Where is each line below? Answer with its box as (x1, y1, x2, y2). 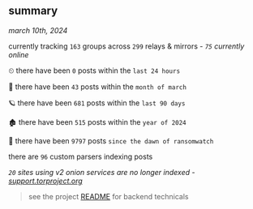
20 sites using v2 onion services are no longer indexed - (8, 167, 195, 177)
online (8, 49, 29, 59)
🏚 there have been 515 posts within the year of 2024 (8, 117, 187, 126)
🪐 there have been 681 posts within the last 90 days (8, 98, 186, 108)
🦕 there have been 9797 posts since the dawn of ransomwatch (8, 135, 214, 146)
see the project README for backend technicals (28, 191, 189, 201)
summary (8, 4, 58, 18)
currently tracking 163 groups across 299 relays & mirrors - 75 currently (8, 41, 245, 51)
